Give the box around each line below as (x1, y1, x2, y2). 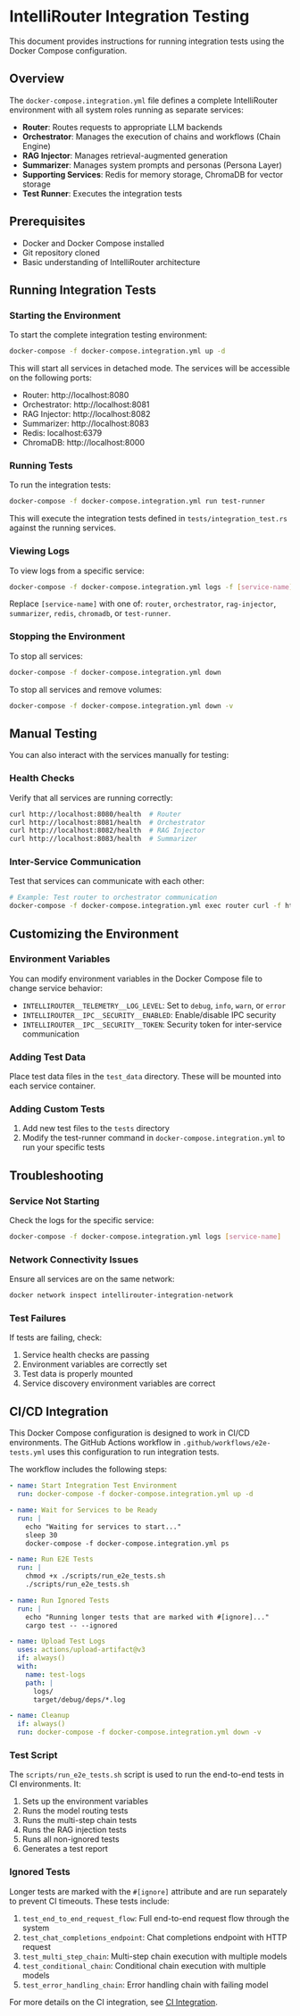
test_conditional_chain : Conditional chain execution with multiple (21, 1960, 266, 1970)
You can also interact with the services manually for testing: (9, 750, 229, 761)
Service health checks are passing (21, 1350, 150, 1361)
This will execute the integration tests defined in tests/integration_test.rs (9, 513, 287, 524)
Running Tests (9, 460, 73, 472)
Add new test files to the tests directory (21, 1123, 170, 1134)
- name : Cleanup (9, 1712, 70, 1720)
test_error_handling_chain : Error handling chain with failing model (21, 1979, 269, 1990)
